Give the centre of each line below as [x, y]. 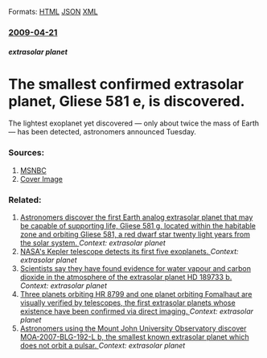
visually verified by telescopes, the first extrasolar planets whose [127, 303]
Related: [25, 200]
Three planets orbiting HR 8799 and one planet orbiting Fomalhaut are [136, 294]
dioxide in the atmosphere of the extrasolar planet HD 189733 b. [126, 278]
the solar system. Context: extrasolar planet [93, 243]
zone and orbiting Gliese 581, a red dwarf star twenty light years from [135, 235]
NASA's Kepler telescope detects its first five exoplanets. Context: [129, 252]
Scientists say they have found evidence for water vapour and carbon [136, 269]
